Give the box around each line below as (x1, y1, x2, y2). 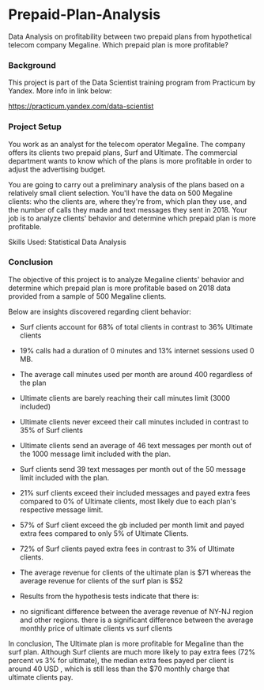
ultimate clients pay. (8, 672, 74, 681)
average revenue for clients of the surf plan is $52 (19, 575, 183, 586)
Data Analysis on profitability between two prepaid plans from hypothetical (8, 32, 252, 41)
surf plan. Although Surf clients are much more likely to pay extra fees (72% (8, 647, 256, 657)
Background (8, 59, 57, 70)
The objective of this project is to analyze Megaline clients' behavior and (8, 274, 245, 284)
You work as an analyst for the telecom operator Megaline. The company (8, 139, 246, 149)
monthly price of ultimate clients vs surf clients (19, 623, 172, 633)
